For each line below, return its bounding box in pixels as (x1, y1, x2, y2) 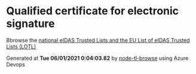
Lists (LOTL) (6, 43, 36, 50)
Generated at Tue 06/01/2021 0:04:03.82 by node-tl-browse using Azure (6, 54, 189, 61)
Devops (6, 61, 25, 68)
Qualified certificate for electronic (6, 4, 179, 18)
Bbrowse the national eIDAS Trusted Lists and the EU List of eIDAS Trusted (6, 36, 190, 44)
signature (6, 17, 55, 30)
